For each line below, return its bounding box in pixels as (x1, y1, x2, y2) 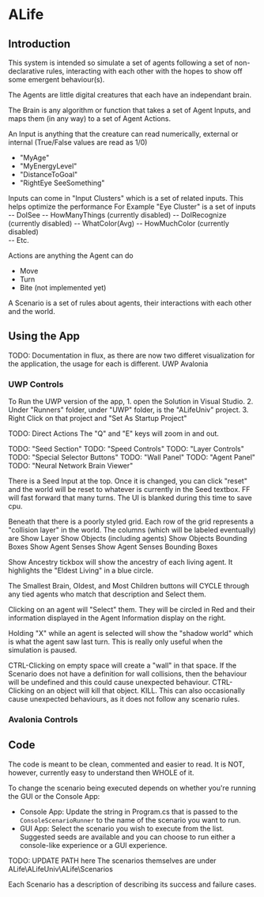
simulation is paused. (8, 645, 77, 655)
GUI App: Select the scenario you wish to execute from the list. (19, 823, 224, 833)
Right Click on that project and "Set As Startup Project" (8, 414, 187, 423)
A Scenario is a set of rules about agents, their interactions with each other (8, 298, 252, 308)
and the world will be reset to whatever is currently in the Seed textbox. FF (8, 485, 251, 494)
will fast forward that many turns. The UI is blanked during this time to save (8, 493, 253, 503)
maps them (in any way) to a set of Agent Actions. (8, 114, 172, 123)
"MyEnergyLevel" (19, 161, 77, 171)
